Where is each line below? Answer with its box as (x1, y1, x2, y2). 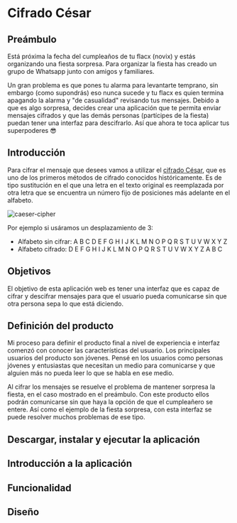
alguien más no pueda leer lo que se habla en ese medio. (7, 369, 175, 377)
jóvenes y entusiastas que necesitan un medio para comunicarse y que (7, 361, 216, 370)
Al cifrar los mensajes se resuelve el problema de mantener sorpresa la (7, 382, 215, 392)
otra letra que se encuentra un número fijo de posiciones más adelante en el (7, 188, 231, 197)
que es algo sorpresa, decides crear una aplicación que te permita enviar (7, 104, 221, 112)
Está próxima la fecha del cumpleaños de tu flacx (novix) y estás (7, 52, 196, 60)
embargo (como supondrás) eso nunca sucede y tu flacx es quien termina (7, 89, 224, 97)
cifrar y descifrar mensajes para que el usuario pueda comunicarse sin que (7, 291, 227, 300)
